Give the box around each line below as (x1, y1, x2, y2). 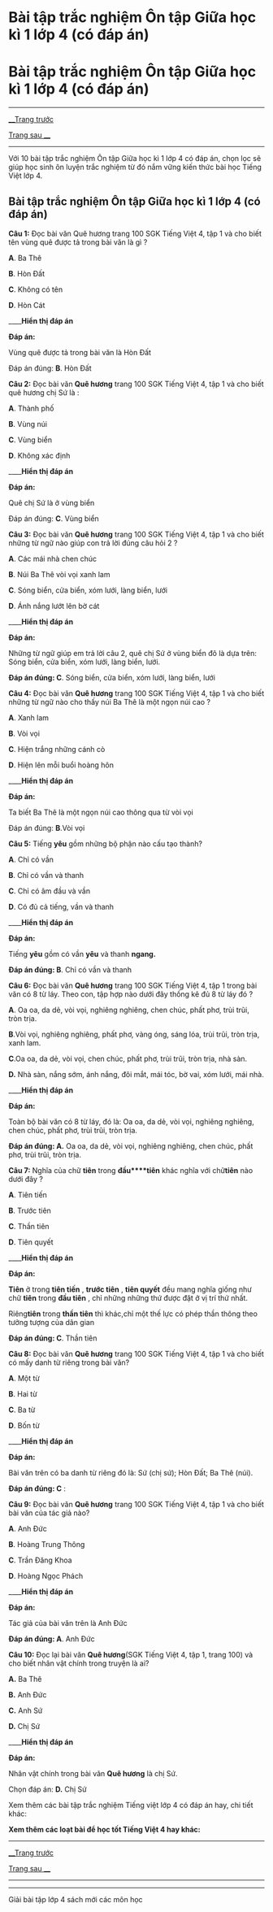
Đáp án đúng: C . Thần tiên (8, 1333, 97, 1343)
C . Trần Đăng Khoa (8, 1555, 72, 1565)
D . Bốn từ (8, 1420, 41, 1430)
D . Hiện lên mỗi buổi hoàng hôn (8, 760, 114, 770)
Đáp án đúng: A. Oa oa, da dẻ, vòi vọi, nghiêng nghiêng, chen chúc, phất (8, 1141, 253, 1150)
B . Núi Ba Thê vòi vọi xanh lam (8, 569, 110, 579)
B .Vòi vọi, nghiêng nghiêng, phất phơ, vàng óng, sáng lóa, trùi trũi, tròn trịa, (8, 1029, 260, 1039)
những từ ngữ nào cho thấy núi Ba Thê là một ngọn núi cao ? (8, 697, 211, 706)
